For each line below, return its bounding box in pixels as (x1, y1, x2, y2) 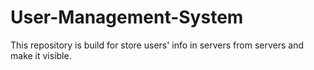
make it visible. (10, 49, 72, 61)
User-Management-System (10, 6, 244, 29)
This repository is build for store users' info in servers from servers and (10, 39, 305, 51)
